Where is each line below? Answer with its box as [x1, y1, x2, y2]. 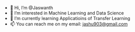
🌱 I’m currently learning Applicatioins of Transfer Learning [10, 15, 130, 21]
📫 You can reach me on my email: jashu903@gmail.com [10, 21, 128, 27]
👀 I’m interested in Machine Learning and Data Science [10, 10, 124, 16]
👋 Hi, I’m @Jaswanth [10, 5, 53, 10]
